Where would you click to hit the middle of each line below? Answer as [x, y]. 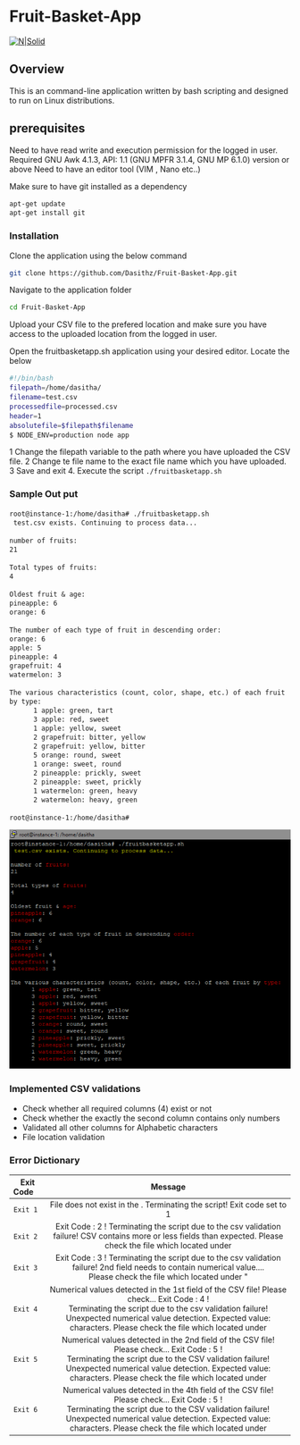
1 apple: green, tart [73, 710]
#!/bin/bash [31, 378]
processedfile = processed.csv [63, 407]
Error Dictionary [45, 1160]
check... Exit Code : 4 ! [168, 1298]
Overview [37, 69]
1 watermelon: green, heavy [85, 791]
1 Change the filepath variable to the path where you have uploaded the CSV [150, 452]
